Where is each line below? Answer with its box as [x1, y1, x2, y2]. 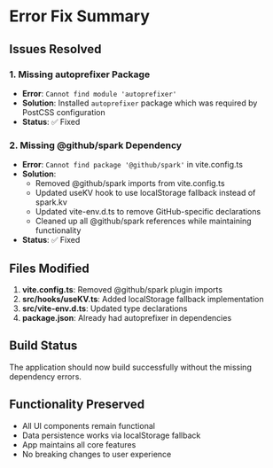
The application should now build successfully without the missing [9, 362, 253, 372]
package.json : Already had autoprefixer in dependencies [21, 312, 232, 323]
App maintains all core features [21, 439, 136, 449]
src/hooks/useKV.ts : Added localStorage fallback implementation [21, 293, 264, 304]
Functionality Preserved [9, 397, 145, 412]
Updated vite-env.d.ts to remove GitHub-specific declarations [35, 207, 261, 217]
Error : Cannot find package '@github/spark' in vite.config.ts [21, 160, 244, 170]
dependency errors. [9, 370, 82, 382]
